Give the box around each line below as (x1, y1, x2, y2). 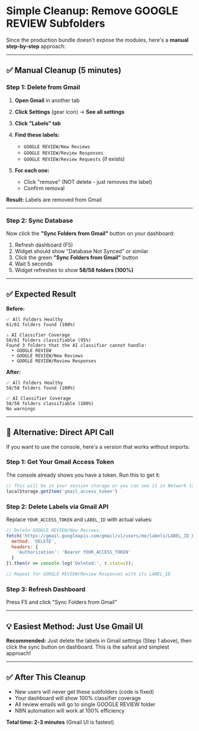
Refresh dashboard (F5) (14, 241, 73, 248)
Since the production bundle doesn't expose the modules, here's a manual (6, 36, 189, 43)
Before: (6, 305, 25, 312)
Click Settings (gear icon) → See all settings (14, 108, 125, 115)
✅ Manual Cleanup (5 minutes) (6, 65, 121, 75)
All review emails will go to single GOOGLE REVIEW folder (14, 701, 156, 708)
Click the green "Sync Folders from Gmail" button (14, 254, 139, 261)
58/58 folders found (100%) (6, 385, 76, 391)
